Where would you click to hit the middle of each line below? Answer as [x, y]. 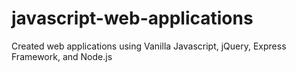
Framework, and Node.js [62, 56]
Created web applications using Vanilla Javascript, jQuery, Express [149, 46]
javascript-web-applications [132, 18]
